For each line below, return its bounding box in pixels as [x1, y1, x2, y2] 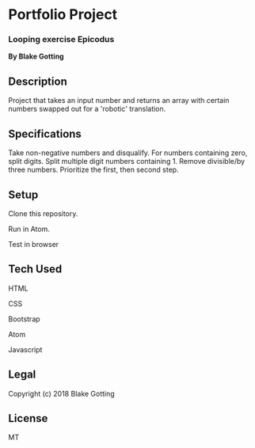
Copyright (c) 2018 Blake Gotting [8, 389, 115, 398]
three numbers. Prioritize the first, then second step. [8, 165, 180, 175]
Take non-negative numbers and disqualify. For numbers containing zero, [8, 148, 248, 158]
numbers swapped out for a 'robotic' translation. [8, 104, 166, 114]
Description [8, 74, 67, 88]
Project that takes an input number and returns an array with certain [8, 96, 230, 105]
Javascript [8, 344, 43, 354]
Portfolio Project [8, 6, 118, 24]
